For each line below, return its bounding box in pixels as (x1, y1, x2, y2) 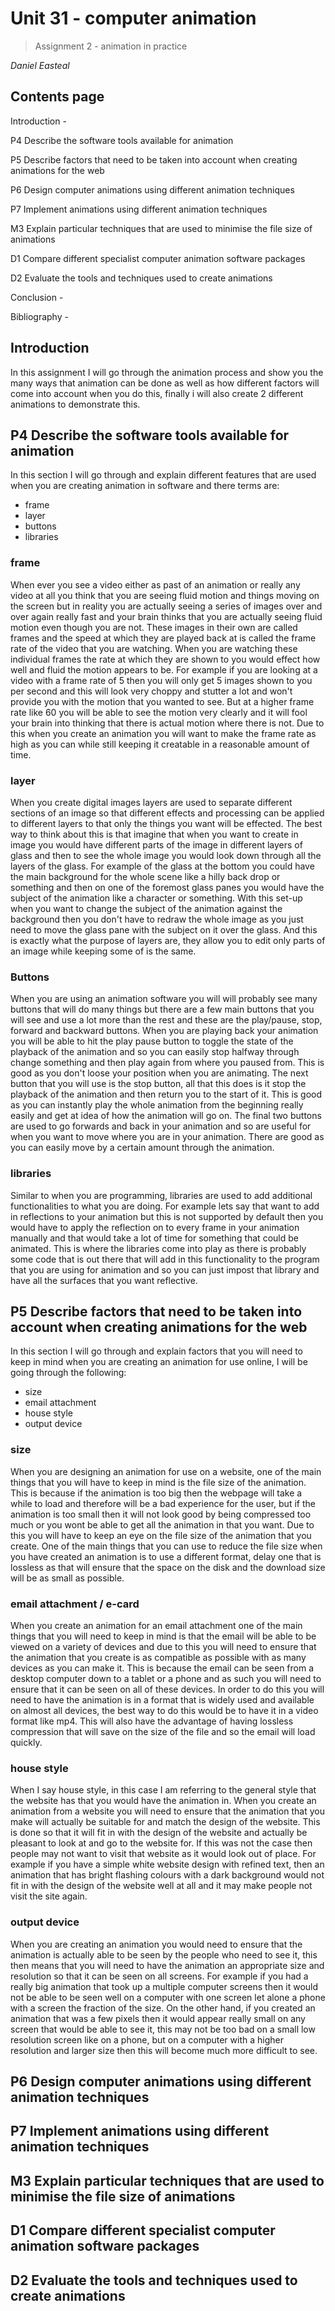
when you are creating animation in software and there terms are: (10, 480, 280, 492)
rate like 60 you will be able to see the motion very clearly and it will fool (10, 706, 308, 718)
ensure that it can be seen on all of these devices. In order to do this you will (10, 1683, 325, 1695)
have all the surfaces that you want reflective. (10, 1274, 198, 1286)
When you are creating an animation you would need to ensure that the (10, 1938, 303, 1950)
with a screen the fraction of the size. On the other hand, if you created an (10, 2002, 316, 2014)
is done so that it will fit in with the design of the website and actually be (10, 1827, 308, 1839)
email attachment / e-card (10, 1597, 140, 1611)
